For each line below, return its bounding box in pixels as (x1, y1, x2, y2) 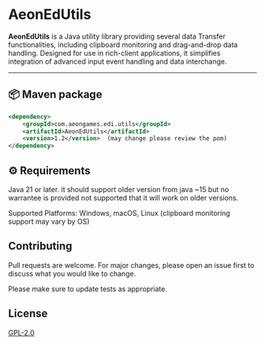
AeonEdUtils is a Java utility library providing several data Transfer (8, 32, 226, 41)
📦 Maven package (8, 88, 103, 102)
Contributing (8, 239, 73, 253)
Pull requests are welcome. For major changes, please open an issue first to (8, 260, 255, 269)
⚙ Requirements (8, 164, 91, 177)
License (8, 307, 48, 321)
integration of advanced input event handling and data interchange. (8, 57, 227, 66)
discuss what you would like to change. (8, 269, 136, 278)
